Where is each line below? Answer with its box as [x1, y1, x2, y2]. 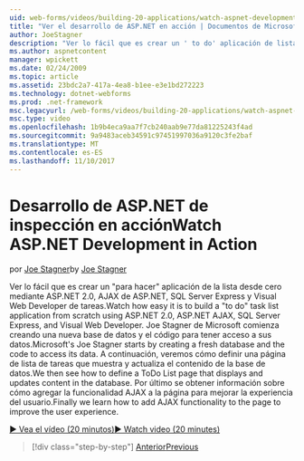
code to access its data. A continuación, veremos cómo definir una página [9, 349, 287, 360]
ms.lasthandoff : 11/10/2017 [9, 156, 116, 166]
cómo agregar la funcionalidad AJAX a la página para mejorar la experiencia [9, 387, 294, 399]
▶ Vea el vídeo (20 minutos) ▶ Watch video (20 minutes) [9, 424, 221, 435]
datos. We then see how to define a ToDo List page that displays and [9, 368, 264, 379]
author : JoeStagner [9, 30, 83, 39]
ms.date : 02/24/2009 [9, 64, 88, 73]
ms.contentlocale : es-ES [9, 148, 103, 157]
